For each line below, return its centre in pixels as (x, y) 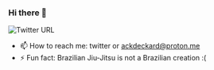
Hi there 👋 (28, 13)
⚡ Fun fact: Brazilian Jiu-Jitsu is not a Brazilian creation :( (113, 58)
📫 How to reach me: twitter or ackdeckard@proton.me (110, 46)
